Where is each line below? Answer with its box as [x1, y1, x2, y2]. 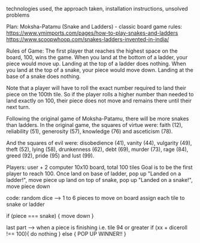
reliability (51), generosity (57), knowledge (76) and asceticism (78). [6, 128, 173, 135]
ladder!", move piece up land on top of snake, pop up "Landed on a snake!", [6, 177, 193, 183]
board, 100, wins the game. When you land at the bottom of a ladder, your [6, 54, 188, 60]
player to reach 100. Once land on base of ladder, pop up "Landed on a [6, 170, 181, 177]
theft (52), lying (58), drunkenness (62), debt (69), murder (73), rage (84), [6, 146, 189, 153]
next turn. [6, 104, 31, 110]
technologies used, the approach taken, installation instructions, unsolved [6, 5, 189, 12]
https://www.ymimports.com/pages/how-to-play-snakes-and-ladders [6, 29, 178, 37]
